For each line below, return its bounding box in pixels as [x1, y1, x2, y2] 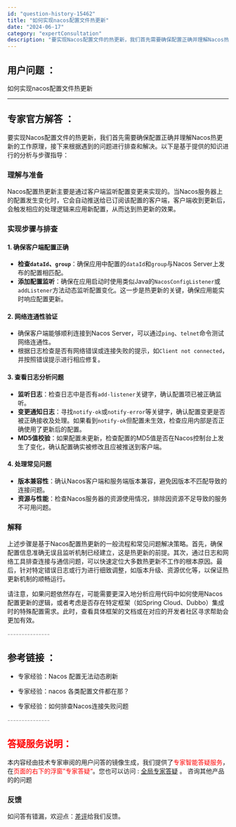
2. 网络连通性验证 [7, 312, 58, 320]
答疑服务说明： [7, 738, 72, 750]
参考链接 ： [7, 652, 56, 664]
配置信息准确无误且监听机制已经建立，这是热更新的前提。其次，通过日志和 [7, 548, 223, 557]
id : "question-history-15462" [7, 10, 96, 18]
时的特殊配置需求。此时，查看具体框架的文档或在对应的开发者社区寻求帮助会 [7, 607, 229, 616]
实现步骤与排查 [7, 224, 58, 234]
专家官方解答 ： [7, 113, 74, 125]
